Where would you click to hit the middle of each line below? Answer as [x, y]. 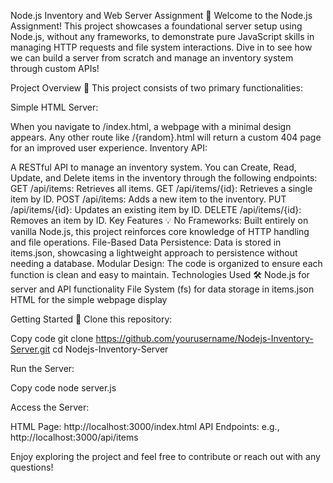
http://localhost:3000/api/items [74, 437]
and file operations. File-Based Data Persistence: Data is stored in [146, 242]
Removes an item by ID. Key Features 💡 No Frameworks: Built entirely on [159, 220]
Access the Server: [50, 407]
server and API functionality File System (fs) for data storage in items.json [162, 289]
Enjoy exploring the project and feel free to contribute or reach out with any [165, 456]
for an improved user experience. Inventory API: [109, 148]
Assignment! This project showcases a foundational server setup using [156, 26]
